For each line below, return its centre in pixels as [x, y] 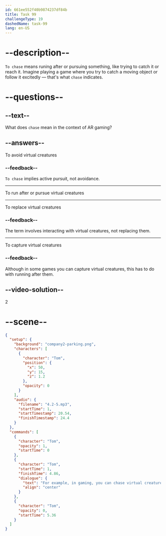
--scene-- [26, 322]
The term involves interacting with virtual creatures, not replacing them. [78, 231]
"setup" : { [21, 340]
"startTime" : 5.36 [37, 515]
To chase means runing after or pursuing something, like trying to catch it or [82, 67]
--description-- [38, 53]
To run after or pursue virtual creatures [45, 193]
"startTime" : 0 [34, 451]
